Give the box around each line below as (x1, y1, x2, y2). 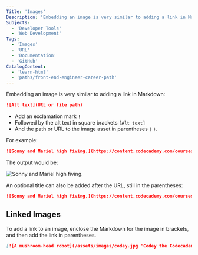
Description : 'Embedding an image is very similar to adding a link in (6, 14, 186, 20)
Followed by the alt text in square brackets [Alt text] (14, 119, 146, 126)
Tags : (6, 36, 19, 42)
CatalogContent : (6, 63, 46, 70)
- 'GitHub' (11, 58, 38, 64)
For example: (6, 137, 38, 143)
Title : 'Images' (6, 8, 46, 15)
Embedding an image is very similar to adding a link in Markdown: (6, 91, 166, 98)
